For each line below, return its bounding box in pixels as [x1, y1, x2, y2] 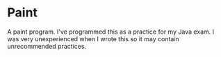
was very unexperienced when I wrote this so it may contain [7, 34, 179, 43]
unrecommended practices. [7, 42, 87, 50]
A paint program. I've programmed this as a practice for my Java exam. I [7, 27, 215, 36]
